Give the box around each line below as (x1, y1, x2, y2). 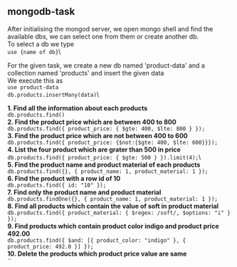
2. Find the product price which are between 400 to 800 (7, 117, 177, 126)
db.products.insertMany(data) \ (7, 90, 100, 98)
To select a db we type (7, 39, 75, 48)
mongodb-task (7, 6, 75, 18)
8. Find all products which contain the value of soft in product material (7, 201, 219, 210)
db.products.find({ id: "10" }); (7, 182, 107, 189)
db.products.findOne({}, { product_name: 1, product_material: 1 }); (7, 195, 218, 202)
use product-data (7, 83, 59, 91)
